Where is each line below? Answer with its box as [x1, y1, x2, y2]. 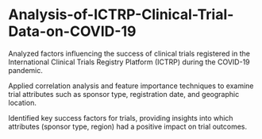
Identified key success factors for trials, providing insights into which [8, 113, 233, 122]
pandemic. [8, 65, 44, 75]
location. [8, 98, 37, 107]
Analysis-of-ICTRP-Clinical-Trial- [8, 6, 234, 24]
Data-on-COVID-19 [8, 22, 137, 41]
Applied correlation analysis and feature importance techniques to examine [8, 81, 254, 91]
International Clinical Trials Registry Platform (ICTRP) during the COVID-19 [8, 57, 250, 67]
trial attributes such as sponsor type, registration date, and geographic [8, 89, 240, 98]
